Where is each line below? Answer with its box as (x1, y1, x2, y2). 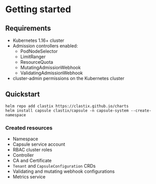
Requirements (5, 24, 51, 33)
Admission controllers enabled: (12, 43, 78, 49)
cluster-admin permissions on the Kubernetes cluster (12, 75, 125, 81)
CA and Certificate (12, 157, 52, 164)
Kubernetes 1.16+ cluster (12, 37, 65, 43)
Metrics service (12, 174, 46, 180)
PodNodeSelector (20, 48, 58, 54)
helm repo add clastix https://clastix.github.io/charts (5, 103, 129, 109)
